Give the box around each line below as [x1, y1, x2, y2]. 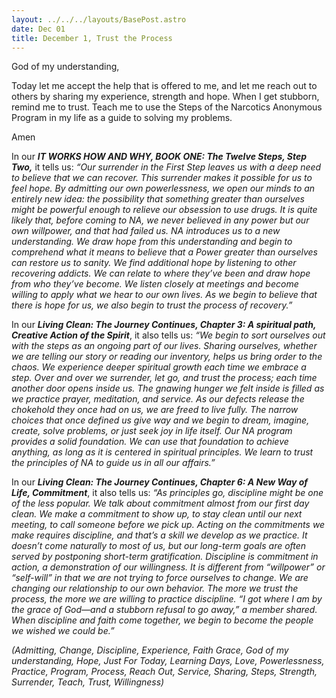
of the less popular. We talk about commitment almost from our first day [11, 497, 310, 510]
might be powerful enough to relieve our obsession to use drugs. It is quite [11, 204, 318, 216]
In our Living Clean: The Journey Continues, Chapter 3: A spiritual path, [11, 319, 317, 331]
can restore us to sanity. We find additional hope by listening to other [11, 257, 297, 269]
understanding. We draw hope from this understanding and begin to [11, 236, 293, 248]
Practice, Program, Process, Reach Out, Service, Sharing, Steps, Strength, [11, 666, 318, 678]
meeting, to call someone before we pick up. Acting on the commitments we [11, 519, 326, 531]
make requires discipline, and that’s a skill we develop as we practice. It [11, 529, 308, 541]
